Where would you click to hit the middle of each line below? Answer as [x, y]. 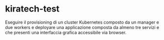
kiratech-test [32, 9]
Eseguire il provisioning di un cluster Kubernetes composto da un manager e [82, 22]
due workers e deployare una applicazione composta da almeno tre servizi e [82, 27]
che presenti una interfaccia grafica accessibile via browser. [66, 32]
